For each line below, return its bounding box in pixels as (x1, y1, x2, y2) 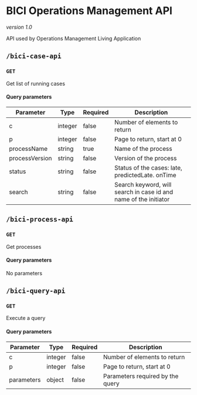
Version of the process (114, 154, 177, 162)
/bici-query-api (6, 286, 66, 295)
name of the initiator (114, 195, 170, 203)
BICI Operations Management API (6, 4, 173, 18)
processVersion (9, 154, 52, 162)
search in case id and (114, 188, 174, 196)
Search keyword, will (114, 180, 172, 188)
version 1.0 (6, 23, 32, 31)
